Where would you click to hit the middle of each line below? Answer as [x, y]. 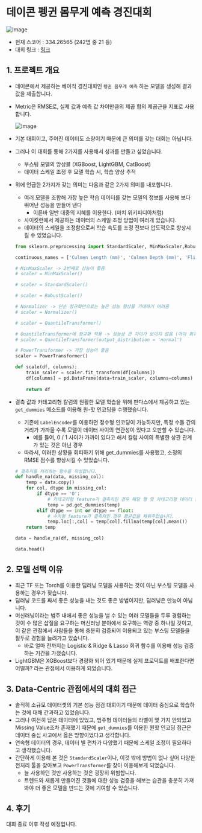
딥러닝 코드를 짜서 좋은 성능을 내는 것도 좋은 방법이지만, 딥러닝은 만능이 [98, 600]
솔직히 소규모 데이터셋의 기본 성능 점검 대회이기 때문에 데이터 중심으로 [97, 704]
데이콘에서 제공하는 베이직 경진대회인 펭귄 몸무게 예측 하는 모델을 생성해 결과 [103, 86]
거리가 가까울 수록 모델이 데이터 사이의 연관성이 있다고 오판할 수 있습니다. [110, 430]
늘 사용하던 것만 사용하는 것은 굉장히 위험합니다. [80, 773]
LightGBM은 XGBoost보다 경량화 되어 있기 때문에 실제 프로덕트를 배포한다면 [104, 660]
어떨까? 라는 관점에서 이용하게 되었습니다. [64, 668]
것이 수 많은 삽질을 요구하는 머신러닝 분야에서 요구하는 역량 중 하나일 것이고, [104, 623]
